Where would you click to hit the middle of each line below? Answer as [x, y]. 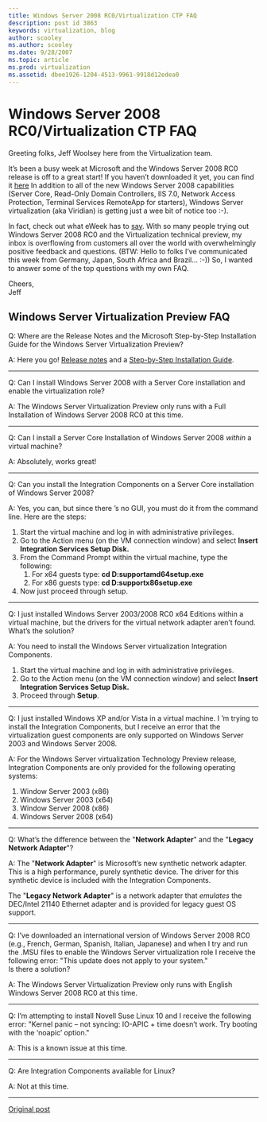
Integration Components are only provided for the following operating [122, 768]
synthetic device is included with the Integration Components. [110, 880]
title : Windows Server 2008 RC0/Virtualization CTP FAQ [103, 15]
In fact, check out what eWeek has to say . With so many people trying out [128, 226]
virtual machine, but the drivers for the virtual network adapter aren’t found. [132, 623]
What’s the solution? [41, 631]
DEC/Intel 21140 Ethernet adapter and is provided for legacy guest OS [122, 904]
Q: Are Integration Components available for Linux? [92, 1071]
